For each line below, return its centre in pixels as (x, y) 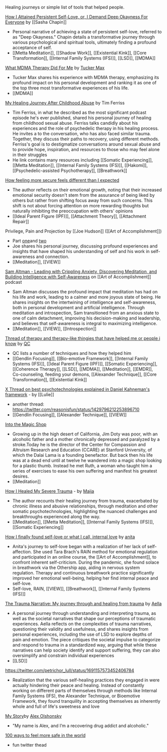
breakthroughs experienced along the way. (56, 517)
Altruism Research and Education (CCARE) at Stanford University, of (82, 450)
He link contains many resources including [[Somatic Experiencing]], (83, 160)
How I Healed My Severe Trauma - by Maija (50, 491)
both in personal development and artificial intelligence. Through (79, 307)
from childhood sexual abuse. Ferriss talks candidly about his (75, 123)
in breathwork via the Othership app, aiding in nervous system (76, 568)
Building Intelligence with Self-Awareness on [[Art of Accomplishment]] (78, 277)
